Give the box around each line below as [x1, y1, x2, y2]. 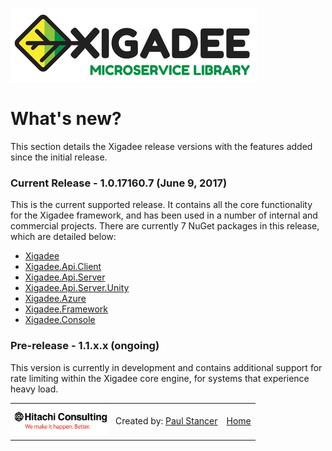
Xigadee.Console [24, 314, 96, 326]
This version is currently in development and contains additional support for [10, 361, 323, 373]
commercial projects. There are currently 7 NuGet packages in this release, [10, 220, 320, 232]
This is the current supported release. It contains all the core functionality [10, 199, 313, 211]
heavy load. [10, 383, 59, 395]
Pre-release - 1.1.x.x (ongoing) [10, 339, 160, 353]
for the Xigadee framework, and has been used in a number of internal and [10, 209, 318, 222]
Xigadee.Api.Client [24, 261, 102, 273]
